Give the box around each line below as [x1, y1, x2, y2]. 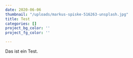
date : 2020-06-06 [5, 7, 41, 12]
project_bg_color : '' [5, 26, 50, 31]
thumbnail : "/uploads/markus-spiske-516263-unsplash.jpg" [5, 12, 128, 17]
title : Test [5, 16, 30, 21]
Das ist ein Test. [5, 48, 38, 54]
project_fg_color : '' [5, 30, 50, 35]
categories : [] [5, 21, 37, 26]
